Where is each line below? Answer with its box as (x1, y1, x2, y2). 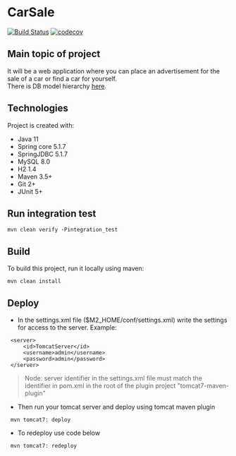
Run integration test (7, 208, 97, 220)
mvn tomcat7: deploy (10, 416, 71, 424)
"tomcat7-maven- (177, 382, 230, 390)
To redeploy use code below (17, 428, 101, 437)
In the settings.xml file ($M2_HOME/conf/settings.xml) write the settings (17, 316, 228, 324)
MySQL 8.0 (17, 157, 51, 166)
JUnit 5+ (17, 187, 43, 196)
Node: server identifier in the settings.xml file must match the (24, 374, 203, 382)
